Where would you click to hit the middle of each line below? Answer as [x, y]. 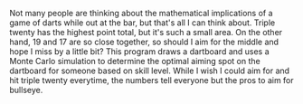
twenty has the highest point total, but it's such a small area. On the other [146, 32]
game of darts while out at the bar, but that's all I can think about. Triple [142, 23]
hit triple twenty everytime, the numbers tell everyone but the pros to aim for [151, 80]
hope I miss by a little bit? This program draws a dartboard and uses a [139, 52]
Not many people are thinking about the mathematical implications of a [141, 13]
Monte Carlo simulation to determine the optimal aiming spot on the [135, 61]
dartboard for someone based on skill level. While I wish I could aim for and [150, 71]
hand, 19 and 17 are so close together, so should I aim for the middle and [144, 42]
